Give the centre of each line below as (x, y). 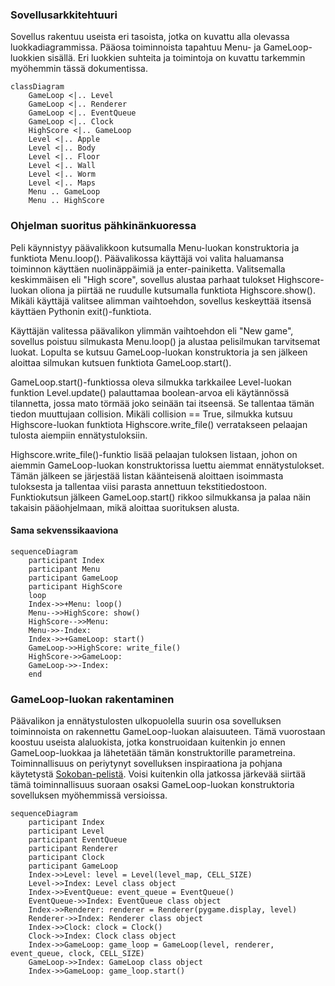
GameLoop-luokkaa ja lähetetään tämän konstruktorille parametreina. (153, 753)
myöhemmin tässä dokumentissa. (79, 69)
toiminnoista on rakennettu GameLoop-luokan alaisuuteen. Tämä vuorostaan (168, 732)
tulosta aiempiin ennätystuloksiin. (79, 435)
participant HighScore (75, 586)
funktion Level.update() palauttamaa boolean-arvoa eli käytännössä (150, 392)
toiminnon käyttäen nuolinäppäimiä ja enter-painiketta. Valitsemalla (148, 269)
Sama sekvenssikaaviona (64, 530)
